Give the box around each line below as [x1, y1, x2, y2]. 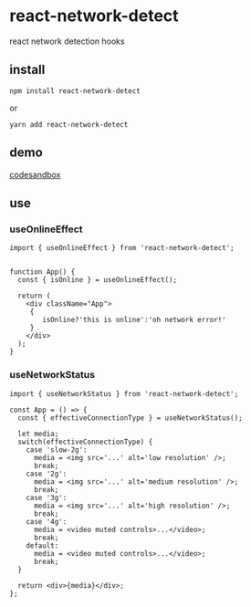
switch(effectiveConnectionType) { [17, 437, 153, 446]
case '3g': [26, 493, 68, 502]
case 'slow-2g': [26, 445, 89, 455]
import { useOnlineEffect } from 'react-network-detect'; [9, 244, 235, 253]
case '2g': [26, 469, 68, 478]
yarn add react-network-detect [9, 120, 129, 129]
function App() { [9, 267, 76, 277]
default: [26, 540, 59, 550]
